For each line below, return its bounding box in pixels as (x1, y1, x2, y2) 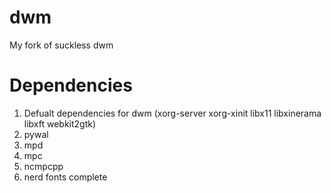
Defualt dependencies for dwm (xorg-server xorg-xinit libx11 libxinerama (23, 107, 322, 119)
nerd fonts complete (23, 171, 108, 183)
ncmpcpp (23, 160, 64, 172)
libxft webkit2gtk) (23, 117, 97, 130)
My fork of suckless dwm (9, 39, 114, 51)
